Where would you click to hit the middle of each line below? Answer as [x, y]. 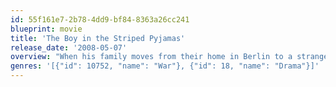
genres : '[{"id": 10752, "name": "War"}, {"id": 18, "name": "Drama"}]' [165, 66]
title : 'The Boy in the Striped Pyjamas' [98, 38]
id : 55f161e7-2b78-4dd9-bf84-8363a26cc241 [100, 19]
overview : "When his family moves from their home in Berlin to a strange [169, 57]
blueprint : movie [46, 29]
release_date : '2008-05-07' [69, 47]
